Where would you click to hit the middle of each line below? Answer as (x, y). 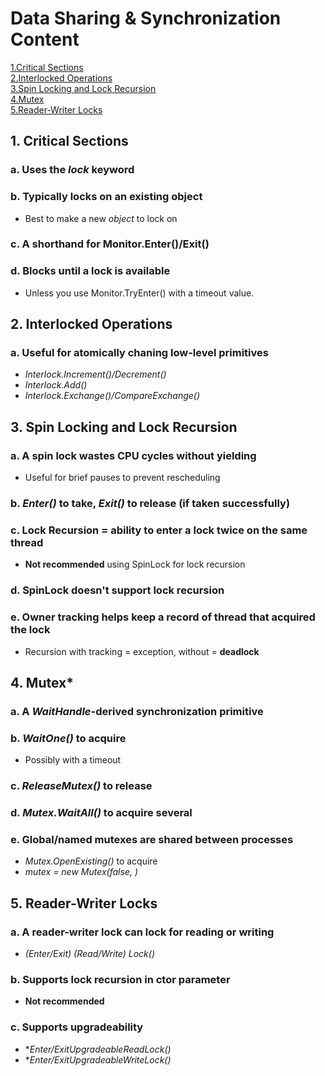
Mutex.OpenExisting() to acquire (91, 861)
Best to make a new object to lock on (101, 218)
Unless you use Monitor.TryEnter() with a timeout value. (139, 293)
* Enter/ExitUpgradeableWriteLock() (98, 1059)
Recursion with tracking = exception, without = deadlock (142, 651)
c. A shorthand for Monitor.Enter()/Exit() (110, 244)
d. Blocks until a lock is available (90, 271)
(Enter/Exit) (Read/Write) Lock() (89, 954)
